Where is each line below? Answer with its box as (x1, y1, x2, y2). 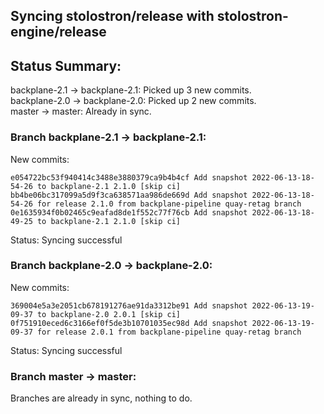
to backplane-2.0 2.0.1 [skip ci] (36, 309, 182, 319)
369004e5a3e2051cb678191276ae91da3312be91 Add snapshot (10, 300, 248, 311)
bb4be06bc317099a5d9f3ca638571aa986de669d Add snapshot (10, 190, 248, 200)
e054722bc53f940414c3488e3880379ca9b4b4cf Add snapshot (10, 172, 248, 183)
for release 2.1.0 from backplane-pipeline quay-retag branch (36, 199, 302, 209)
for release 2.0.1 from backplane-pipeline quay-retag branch (36, 327, 302, 337)
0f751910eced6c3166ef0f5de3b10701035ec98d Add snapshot (10, 318, 248, 328)
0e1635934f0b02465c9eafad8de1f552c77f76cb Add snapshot (10, 207, 248, 218)
